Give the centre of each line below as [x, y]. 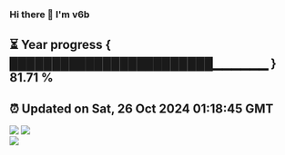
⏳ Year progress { [61, 45]
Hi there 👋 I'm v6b [50, 15]
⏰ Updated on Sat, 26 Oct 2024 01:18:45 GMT [142, 108]
